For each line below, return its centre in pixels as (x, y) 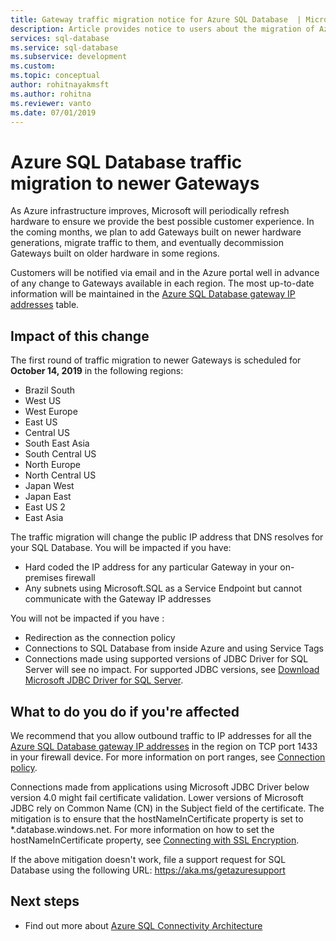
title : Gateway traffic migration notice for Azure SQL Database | (156, 19)
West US (43, 401)
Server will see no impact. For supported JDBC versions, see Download (172, 670)
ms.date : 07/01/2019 (53, 112)
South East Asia (57, 443)
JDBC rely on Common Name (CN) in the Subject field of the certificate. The (167, 808)
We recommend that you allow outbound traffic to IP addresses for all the (161, 735)
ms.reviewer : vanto (51, 103)
